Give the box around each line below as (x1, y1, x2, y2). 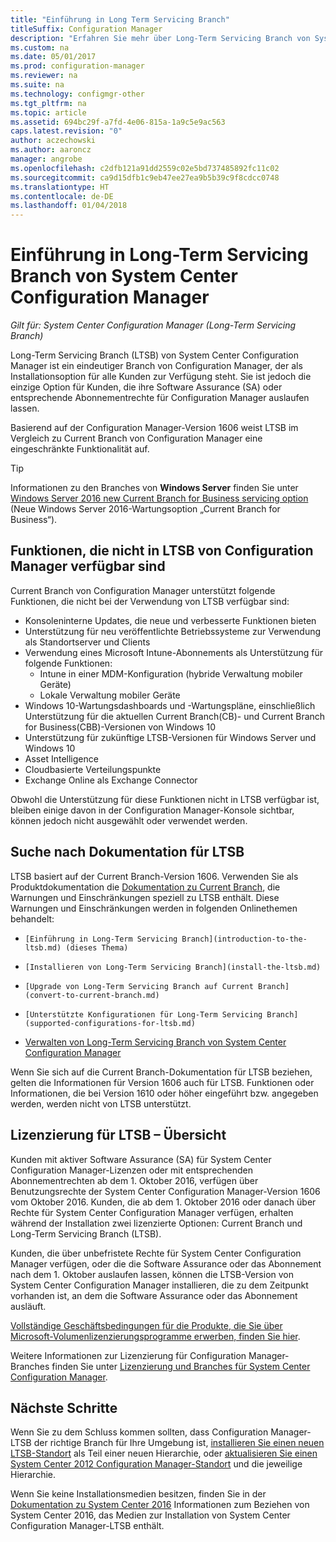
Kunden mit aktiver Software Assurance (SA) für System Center (10, 1153, 272, 1165)
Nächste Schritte (10, 1399, 118, 1416)
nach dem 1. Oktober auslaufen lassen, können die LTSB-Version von (10, 1268, 294, 1280)
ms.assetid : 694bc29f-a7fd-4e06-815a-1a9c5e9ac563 (10, 117, 226, 127)
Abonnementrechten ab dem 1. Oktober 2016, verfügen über (10, 1174, 259, 1186)
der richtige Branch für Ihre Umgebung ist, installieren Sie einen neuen (33, 1437, 325, 1449)
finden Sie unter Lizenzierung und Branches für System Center (51, 1360, 311, 1372)
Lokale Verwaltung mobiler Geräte (39, 689, 181, 701)
